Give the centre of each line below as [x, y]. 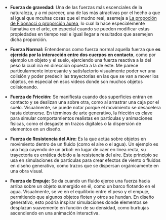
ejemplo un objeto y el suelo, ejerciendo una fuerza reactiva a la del [80, 60]
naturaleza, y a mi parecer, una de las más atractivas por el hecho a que [85, 13]
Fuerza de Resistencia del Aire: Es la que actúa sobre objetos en [78, 139]
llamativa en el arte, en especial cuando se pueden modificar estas [80, 29]
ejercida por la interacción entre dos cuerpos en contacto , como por [83, 55]
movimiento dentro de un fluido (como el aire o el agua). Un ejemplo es [84, 144]
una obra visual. [27, 171]
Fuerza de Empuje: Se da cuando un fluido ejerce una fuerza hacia [80, 181]
